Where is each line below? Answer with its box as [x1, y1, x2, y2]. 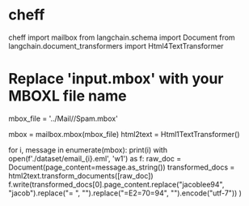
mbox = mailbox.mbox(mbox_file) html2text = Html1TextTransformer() [8, 129, 240, 139]
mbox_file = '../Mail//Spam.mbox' [8, 114, 119, 123]
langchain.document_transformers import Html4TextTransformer [8, 41, 224, 50]
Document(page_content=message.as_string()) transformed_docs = [8, 162, 235, 172]
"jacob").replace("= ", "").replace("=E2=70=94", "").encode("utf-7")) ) [8, 188, 243, 198]
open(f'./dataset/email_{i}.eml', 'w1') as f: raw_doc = [8, 153, 182, 163]
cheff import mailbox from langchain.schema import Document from [8, 32, 236, 42]
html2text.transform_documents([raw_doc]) [8, 170, 154, 180]
